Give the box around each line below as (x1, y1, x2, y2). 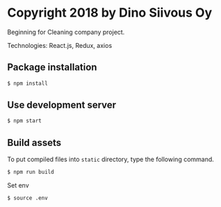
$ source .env (7, 194, 49, 201)
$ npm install (7, 80, 49, 87)
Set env (7, 181, 29, 189)
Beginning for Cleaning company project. (7, 28, 125, 36)
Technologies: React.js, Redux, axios (7, 41, 113, 49)
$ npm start (7, 117, 42, 124)
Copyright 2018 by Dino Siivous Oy (7, 5, 213, 21)
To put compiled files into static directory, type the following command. (7, 155, 214, 164)
